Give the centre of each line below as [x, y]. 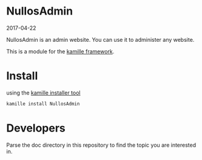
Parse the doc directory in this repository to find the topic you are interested [101, 145]
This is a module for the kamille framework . [60, 51]
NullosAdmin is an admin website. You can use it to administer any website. [100, 39]
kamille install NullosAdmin [43, 104]
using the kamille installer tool [43, 93]
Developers [36, 128]
